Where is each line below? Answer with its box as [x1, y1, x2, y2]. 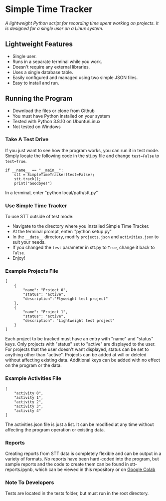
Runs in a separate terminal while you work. [12, 59, 102, 65]
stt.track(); [14, 176, 41, 181]
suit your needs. [12, 239, 46, 245]
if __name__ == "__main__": [5, 168, 64, 173]
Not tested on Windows [12, 124, 61, 130]
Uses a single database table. [12, 69, 73, 75]
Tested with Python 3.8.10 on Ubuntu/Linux [12, 118, 101, 124]
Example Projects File [5, 268, 59, 275]
